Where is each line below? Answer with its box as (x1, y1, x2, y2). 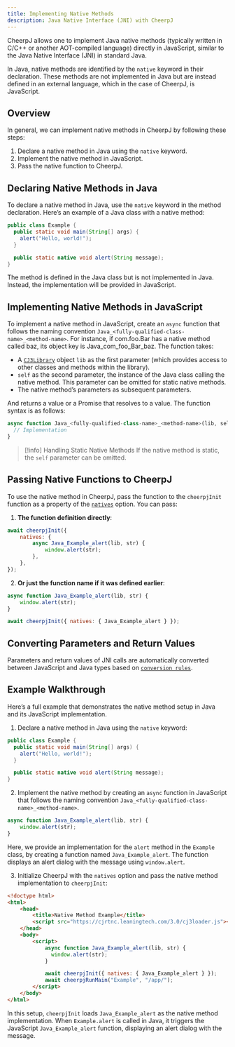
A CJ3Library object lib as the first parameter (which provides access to (17, 356, 227, 364)
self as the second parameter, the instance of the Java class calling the (17, 371, 225, 379)
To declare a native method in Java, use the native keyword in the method (7, 201, 222, 209)
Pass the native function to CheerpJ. (17, 162, 123, 171)
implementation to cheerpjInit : (17, 879, 108, 887)
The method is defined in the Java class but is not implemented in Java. (7, 273, 215, 281)
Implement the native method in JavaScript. (17, 154, 143, 163)
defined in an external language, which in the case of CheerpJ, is (7, 79, 195, 88)
